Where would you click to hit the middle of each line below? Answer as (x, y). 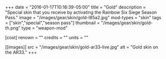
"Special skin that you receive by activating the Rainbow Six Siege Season (81, 12)
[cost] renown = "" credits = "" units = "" (47, 37)
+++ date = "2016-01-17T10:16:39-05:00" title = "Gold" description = (76, 7)
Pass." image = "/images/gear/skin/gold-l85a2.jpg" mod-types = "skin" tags (83, 17)
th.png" (13, 28)
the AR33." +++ (21, 52)
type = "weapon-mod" (45, 28)
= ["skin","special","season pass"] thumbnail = (53, 23)
